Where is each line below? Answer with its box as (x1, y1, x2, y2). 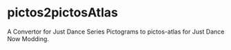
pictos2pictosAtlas (7, 5, 119, 21)
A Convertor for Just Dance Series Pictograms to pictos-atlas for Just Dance (7, 27, 225, 36)
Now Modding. (7, 34, 50, 42)
